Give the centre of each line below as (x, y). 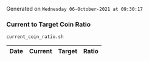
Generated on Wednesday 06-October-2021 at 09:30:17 (74, 9)
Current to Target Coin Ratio (49, 24)
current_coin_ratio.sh (35, 37)
